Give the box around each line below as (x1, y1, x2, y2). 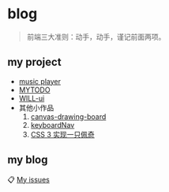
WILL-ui (18, 93, 45, 103)
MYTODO (18, 85, 51, 94)
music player (18, 76, 61, 86)
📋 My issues (7, 175, 51, 184)
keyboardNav (30, 120, 75, 129)
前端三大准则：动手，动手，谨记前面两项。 (26, 32, 166, 41)
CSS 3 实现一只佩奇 (30, 129, 96, 139)
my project (7, 56, 62, 69)
